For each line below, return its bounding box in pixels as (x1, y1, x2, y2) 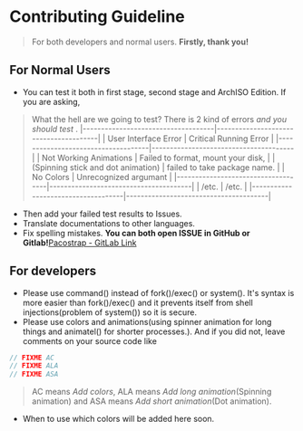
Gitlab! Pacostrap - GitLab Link (22, 237, 137, 248)
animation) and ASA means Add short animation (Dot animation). (31, 396, 272, 407)
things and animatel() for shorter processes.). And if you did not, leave (22, 326, 286, 337)
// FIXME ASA (9, 369, 59, 379)
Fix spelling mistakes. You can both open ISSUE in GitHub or (22, 227, 251, 238)
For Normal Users (9, 62, 111, 78)
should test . (31, 123, 79, 134)
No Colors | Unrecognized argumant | (31, 171, 172, 182)
